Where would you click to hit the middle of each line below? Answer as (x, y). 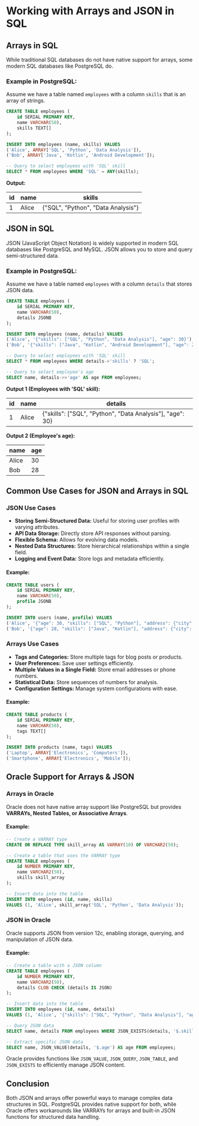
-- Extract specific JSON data (45, 1042)
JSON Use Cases (31, 508)
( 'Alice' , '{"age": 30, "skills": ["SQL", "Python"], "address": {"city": (100, 623)
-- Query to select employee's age (50, 372)
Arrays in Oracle (30, 794)
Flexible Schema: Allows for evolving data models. (77, 540)
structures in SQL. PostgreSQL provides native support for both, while (91, 1104)
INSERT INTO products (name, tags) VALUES (59, 747)
